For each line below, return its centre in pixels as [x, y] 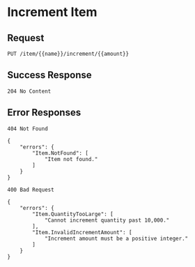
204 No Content [29, 91]
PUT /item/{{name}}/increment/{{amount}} [68, 54]
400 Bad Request [31, 190]
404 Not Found [28, 129]
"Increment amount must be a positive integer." [116, 238]
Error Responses [44, 113]
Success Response [49, 75]
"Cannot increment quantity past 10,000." [107, 220]
